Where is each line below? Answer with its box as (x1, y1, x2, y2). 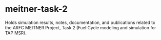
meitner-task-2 (5, 3, 68, 15)
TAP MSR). (5, 30, 27, 36)
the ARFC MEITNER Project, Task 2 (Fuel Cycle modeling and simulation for (5, 24, 156, 30)
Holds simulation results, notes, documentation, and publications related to (5, 20, 156, 25)
